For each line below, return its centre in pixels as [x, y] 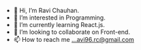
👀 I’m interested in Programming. [59, 18]
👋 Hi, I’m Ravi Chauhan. [46, 10]
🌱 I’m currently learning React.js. [59, 25]
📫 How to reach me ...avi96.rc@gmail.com [74, 40]
